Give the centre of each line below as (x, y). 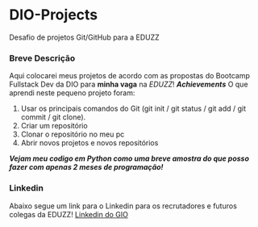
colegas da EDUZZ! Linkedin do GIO (69, 214)
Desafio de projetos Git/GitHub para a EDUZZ (84, 37)
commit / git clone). (53, 117)
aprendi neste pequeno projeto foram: (72, 93)
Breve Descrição (42, 58)
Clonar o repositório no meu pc (73, 134)
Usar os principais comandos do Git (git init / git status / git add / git (133, 109)
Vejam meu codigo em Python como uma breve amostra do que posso (129, 158)
